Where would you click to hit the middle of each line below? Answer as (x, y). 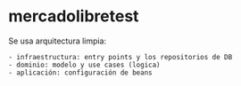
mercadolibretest (74, 16)
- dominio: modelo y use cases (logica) (85, 65)
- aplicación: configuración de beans (80, 73)
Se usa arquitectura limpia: (58, 41)
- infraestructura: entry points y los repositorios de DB (120, 57)
